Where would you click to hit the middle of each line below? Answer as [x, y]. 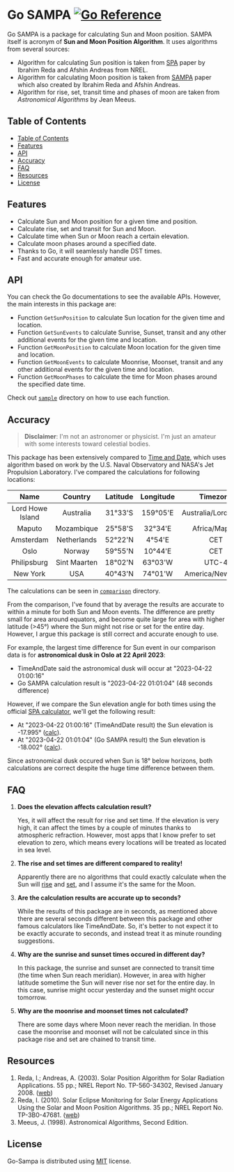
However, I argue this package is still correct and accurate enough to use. [113, 634]
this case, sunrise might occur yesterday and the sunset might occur [116, 990]
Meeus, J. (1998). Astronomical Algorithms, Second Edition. [103, 1122]
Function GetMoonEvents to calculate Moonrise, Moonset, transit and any [120, 362]
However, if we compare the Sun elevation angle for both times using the [111, 704]
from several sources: [38, 49]
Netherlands [77, 540]
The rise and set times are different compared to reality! [100, 863]
